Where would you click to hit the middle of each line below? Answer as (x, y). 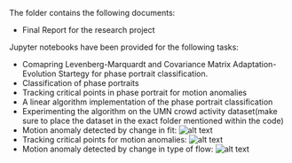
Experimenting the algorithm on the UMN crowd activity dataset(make (150, 111)
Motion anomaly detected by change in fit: (99, 130)
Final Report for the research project (88, 30)
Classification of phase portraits (80, 83)
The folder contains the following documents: (92, 13)
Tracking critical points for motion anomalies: (105, 140)
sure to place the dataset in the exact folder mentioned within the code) (153, 120)
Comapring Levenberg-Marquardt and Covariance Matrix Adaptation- (149, 64)
